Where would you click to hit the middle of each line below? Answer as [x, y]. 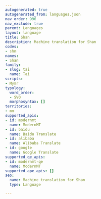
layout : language [23, 33]
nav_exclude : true [24, 24]
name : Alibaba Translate [35, 143]
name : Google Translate [34, 152]
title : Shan [17, 38]
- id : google [19, 148]
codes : [12, 47]
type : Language [25, 185]
